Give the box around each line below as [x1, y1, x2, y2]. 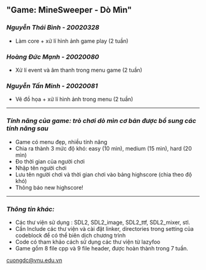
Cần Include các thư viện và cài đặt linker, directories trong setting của [15, 225, 194, 232]
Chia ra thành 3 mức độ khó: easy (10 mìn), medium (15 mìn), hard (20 [15, 144, 192, 152]
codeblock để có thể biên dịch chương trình [15, 231, 126, 239]
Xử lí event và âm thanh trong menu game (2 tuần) [15, 66, 143, 73]
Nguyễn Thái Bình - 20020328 [6, 23, 100, 32]
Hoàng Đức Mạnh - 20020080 [6, 52, 99, 61]
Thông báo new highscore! [15, 184, 84, 191]
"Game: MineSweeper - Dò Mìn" [6, 5, 132, 15]
